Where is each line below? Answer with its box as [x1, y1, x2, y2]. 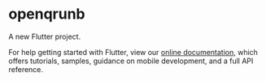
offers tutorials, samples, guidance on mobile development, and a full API [8, 56, 254, 66]
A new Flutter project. [8, 32, 81, 41]
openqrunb [8, 5, 85, 23]
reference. [8, 64, 43, 74]
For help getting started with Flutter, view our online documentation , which [8, 47, 259, 57]
